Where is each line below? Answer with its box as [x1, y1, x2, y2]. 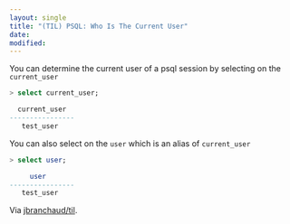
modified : [9, 38, 47, 48]
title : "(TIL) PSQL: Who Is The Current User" [9, 22, 188, 31]
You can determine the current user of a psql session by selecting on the [9, 63, 281, 74]
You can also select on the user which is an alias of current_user [9, 137, 251, 149]
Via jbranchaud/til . [9, 205, 78, 216]
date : [9, 30, 30, 39]
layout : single [9, 13, 67, 23]
